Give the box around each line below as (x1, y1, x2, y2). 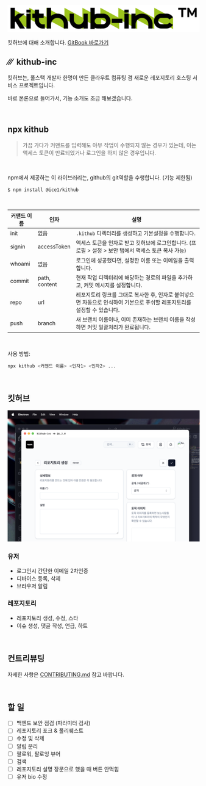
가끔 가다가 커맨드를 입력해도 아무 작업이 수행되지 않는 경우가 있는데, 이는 (22, 141, 197, 148)
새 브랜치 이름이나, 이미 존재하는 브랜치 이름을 (76, 316, 185, 323)
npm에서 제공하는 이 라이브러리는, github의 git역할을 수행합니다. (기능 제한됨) (7, 173, 193, 181)
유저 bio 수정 (16, 773, 48, 780)
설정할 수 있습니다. (76, 306, 120, 314)
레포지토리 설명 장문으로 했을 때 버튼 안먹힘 (16, 765, 119, 773)
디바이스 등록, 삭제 (16, 575, 61, 582)
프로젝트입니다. (18, 81, 55, 88)
